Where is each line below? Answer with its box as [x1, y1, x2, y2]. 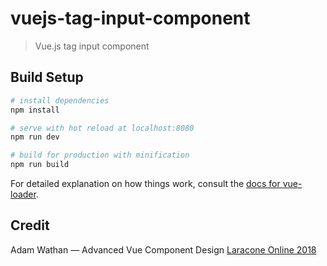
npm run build [10, 160, 70, 170]
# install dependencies [10, 95, 110, 106]
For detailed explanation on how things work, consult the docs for [10, 178, 281, 189]
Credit [10, 217, 50, 234]
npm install [10, 105, 60, 115]
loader [10, 188, 37, 200]
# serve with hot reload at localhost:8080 [10, 123, 195, 133]
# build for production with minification [10, 150, 190, 161]
